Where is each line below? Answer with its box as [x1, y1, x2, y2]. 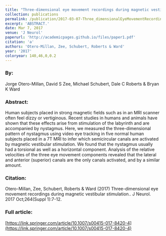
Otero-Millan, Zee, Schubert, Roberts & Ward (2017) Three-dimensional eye [5, 186, 159, 192]
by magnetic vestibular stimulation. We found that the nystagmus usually [5, 141, 153, 147]
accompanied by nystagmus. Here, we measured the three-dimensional [5, 125, 151, 131]
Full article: [5, 209, 33, 216]
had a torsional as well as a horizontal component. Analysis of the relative [5, 146, 155, 152]
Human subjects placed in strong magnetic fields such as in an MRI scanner [5, 109, 160, 115]
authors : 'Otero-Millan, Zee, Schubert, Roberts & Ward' [5, 44, 125, 49]
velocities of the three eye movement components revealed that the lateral [5, 151, 157, 157]
